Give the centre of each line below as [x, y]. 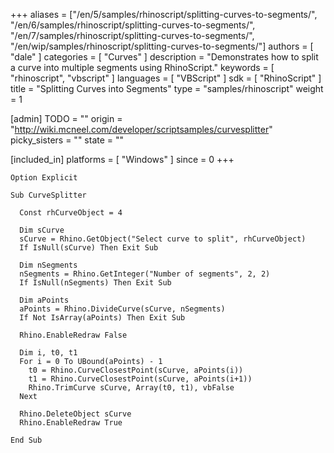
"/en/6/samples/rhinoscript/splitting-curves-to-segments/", [133, 25]
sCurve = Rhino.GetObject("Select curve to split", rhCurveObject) [163, 239]
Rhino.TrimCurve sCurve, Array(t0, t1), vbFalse [131, 388]
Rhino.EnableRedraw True [71, 423]
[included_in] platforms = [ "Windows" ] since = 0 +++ [122, 159]
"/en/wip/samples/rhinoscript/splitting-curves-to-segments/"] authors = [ [162, 46]
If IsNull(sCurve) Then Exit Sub [89, 248]
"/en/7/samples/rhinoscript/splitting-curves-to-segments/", [132, 35]
